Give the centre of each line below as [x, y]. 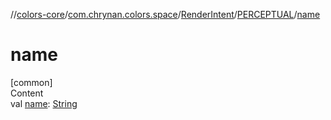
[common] [31, 82]
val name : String [44, 103]
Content [27, 93]
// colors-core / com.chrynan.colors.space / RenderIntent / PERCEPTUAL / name [165, 14]
